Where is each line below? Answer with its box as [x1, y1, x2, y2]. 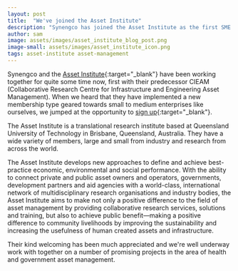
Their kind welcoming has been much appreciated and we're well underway [7, 240, 230, 248]
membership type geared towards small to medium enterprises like [7, 100, 204, 108]
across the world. [7, 144, 59, 153]
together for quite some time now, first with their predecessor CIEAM [7, 77, 210, 86]
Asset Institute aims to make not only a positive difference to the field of [7, 195, 219, 204]
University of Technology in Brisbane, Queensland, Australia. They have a [7, 129, 224, 138]
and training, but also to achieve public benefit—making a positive [7, 211, 202, 220]
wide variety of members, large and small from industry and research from [7, 136, 227, 145]
